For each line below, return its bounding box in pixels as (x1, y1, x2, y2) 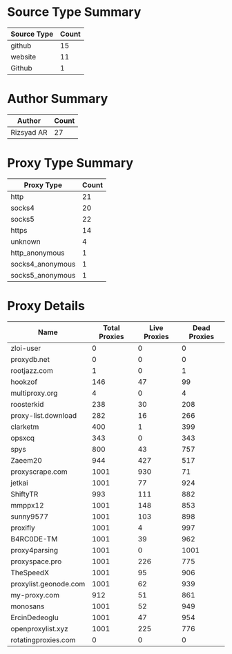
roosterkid (10, 399, 44, 409)
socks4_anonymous (10, 259, 76, 269)
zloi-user (10, 343, 41, 353)
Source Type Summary (7, 4, 142, 20)
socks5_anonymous (10, 270, 76, 280)
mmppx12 (10, 500, 44, 510)
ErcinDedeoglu (10, 613, 59, 622)
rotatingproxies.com (10, 635, 76, 644)
